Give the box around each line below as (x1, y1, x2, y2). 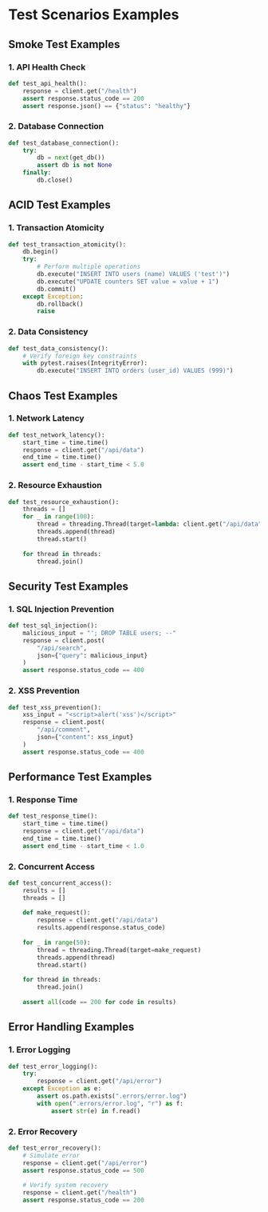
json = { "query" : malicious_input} (37, 651, 148, 659)
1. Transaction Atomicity (8, 222, 105, 234)
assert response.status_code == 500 (22, 1166, 145, 1174)
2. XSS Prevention (8, 686, 80, 697)
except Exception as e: (22, 1085, 102, 1093)
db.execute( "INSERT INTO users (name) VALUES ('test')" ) (37, 270, 230, 278)
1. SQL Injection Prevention (8, 603, 114, 614)
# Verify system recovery (22, 1182, 109, 1190)
